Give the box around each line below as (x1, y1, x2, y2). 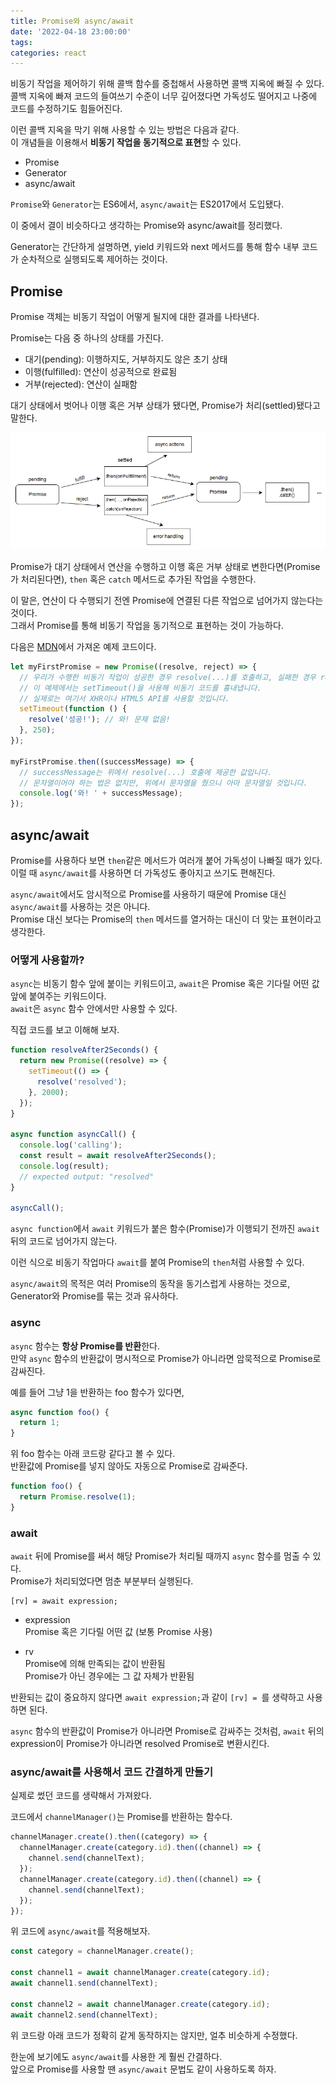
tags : (10, 37, 33, 47)
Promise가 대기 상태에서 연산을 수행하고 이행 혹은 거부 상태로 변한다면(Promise (10, 560, 321, 572)
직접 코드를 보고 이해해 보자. (10, 1024, 120, 1036)
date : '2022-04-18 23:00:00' (10, 26, 132, 37)
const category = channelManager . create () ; (10, 1946, 195, 1957)
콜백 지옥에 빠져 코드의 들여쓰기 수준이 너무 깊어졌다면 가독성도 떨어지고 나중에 (10, 90, 318, 102)
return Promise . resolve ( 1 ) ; (19, 1492, 137, 1502)
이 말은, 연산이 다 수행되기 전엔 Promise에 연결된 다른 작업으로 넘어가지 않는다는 (10, 594, 324, 606)
